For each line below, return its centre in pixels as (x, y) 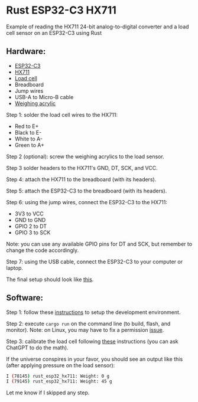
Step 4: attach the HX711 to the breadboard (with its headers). (81, 179)
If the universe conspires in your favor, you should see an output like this (95, 359)
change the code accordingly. (42, 250)
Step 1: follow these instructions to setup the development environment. (93, 312)
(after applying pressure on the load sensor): (61, 365)
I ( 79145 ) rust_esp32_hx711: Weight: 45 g (59, 381)
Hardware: (26, 52)
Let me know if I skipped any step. (48, 393)
